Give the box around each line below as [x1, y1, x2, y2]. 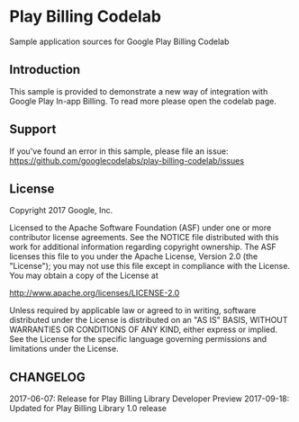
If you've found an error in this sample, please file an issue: [9, 146, 229, 157]
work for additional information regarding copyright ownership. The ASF [9, 241, 276, 253]
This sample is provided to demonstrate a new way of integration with [9, 85, 268, 96]
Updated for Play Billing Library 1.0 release [9, 403, 167, 414]
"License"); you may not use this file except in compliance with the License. [9, 261, 291, 272]
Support [9, 121, 57, 137]
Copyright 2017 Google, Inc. [9, 205, 113, 216]
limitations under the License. [9, 344, 119, 355]
